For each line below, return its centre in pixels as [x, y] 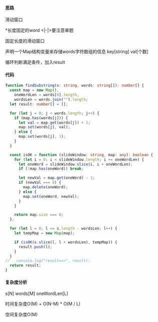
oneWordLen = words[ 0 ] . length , [47, 95]
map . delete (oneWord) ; [46, 187]
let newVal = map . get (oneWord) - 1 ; [56, 178]
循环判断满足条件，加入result [35, 62]
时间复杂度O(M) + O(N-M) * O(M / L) [43, 304]
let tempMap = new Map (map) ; [44, 233]
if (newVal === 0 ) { [40, 183]
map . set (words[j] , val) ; [44, 127]
